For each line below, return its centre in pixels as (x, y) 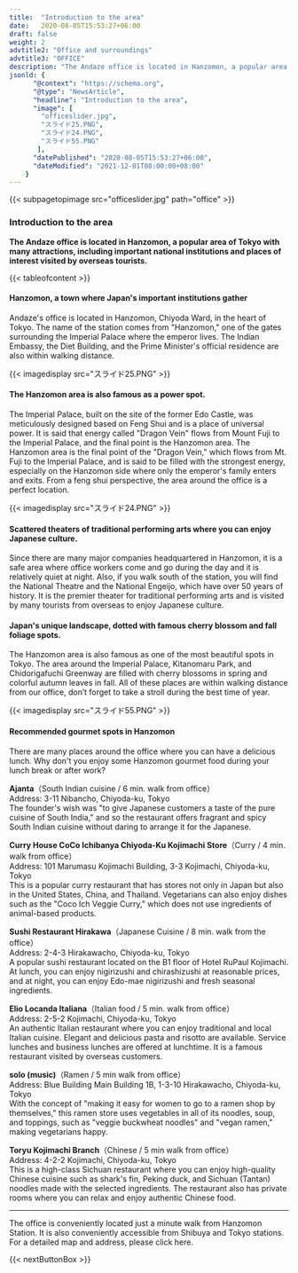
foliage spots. (35, 634)
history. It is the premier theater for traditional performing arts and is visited (147, 596)
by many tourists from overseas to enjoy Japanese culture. (117, 605)
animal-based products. (53, 913)
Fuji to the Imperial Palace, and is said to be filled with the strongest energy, (147, 461)
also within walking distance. (62, 355)
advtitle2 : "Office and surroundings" (81, 51)
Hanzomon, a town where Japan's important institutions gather (129, 298)
